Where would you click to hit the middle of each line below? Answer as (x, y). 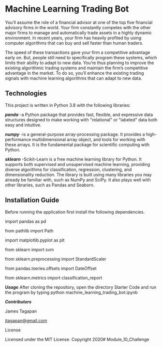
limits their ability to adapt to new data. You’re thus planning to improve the (80, 63)
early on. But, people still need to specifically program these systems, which (81, 57)
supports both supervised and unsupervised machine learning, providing (78, 164)
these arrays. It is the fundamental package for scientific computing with (77, 145)
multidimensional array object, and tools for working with (89, 139)
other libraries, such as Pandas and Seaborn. (50, 185)
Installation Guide (32, 200)
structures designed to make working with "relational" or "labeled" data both (81, 119)
